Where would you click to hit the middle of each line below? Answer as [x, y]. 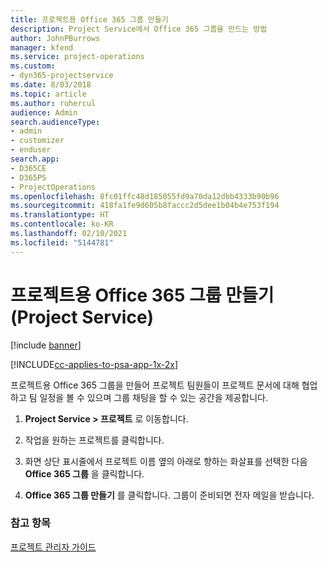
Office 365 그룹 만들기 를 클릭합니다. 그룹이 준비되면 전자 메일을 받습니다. [169, 495]
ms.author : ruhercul [53, 103]
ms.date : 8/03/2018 [51, 85]
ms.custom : [33, 66]
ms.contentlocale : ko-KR [62, 224]
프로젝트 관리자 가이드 [53, 547]
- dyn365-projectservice [62, 76]
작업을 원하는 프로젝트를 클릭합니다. [94, 440]
